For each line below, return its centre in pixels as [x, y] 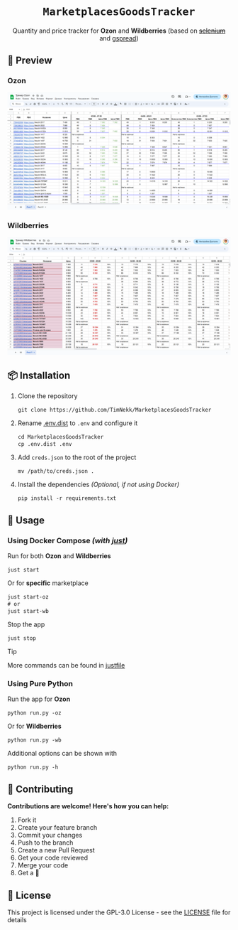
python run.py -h [33, 767]
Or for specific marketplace [48, 583]
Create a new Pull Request [56, 850]
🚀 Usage [26, 520]
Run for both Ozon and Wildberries [59, 556]
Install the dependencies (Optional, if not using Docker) [98, 485]
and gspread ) [119, 38]
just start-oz [28, 597]
